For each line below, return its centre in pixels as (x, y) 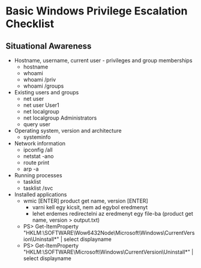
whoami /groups (43, 86)
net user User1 (41, 105)
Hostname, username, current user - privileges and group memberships (103, 60)
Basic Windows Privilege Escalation (97, 11)
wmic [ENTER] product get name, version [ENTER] (85, 201)
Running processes (38, 175)
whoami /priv (40, 80)
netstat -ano (38, 156)
